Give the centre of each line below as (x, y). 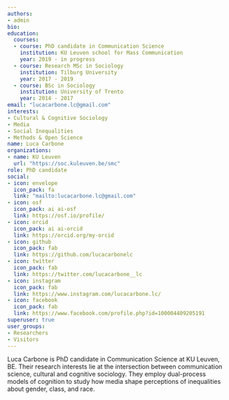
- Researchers (28, 333)
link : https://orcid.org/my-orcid (64, 235)
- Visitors (23, 339)
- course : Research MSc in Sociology (69, 66)
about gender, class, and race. (51, 389)
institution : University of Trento (72, 92)
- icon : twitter (31, 261)
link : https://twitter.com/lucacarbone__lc (78, 274)
